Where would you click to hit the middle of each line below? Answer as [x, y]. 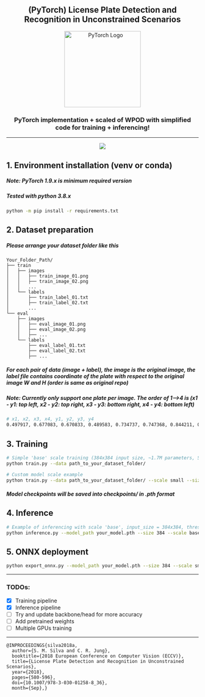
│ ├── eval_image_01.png [52, 324]
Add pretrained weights [45, 621]
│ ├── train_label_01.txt [47, 298]
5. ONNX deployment [47, 552]
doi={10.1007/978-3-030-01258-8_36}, [60, 682]
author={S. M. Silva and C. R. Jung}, [61, 651]
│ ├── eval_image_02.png [52, 330]
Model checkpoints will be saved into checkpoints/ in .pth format [91, 494]
